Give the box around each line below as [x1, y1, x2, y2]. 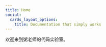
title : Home [5, 7, 31, 13]
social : [5, 12, 22, 17]
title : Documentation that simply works [14, 21, 101, 27]
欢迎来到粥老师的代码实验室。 [5, 36, 68, 42]
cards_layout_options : [10, 17, 58, 22]
